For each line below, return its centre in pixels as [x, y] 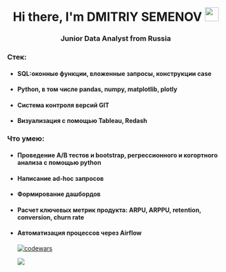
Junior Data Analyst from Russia [116, 39]
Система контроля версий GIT [63, 105]
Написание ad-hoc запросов [60, 178]
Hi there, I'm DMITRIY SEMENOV [107, 17]
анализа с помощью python [59, 162]
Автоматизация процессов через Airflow [79, 233]
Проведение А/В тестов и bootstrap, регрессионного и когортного [117, 155]
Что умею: [26, 139]
